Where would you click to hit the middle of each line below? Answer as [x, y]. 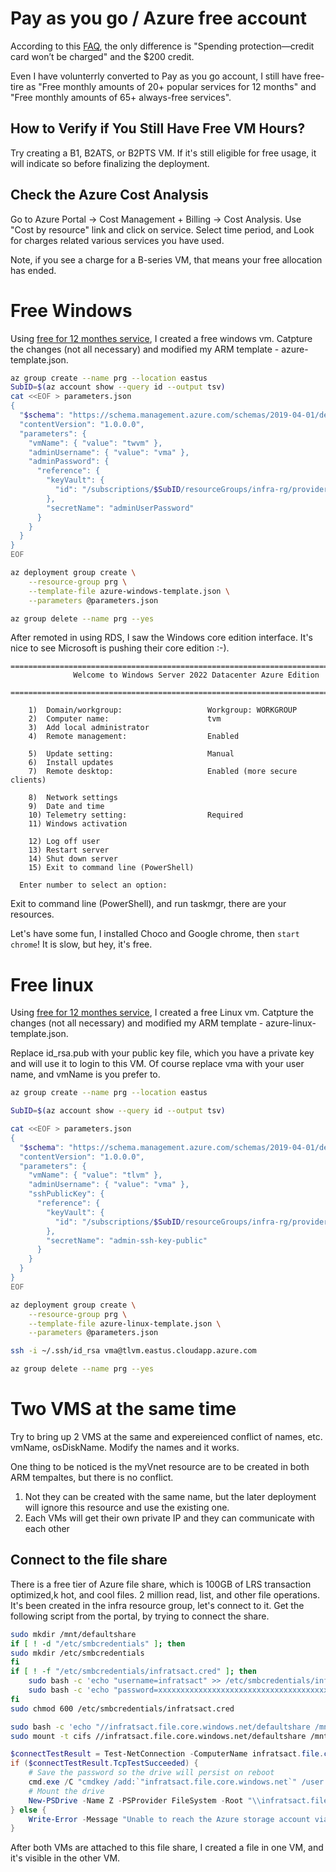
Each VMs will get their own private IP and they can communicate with [169, 1518]
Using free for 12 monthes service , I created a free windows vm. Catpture [161, 338]
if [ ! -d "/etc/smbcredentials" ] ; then [98, 1643]
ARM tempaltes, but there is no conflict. [92, 1477]
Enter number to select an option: [93, 885]
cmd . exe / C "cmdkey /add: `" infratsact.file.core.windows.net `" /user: [178, 1782]
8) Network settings [73, 798]
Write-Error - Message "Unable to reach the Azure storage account [169, 1819]
